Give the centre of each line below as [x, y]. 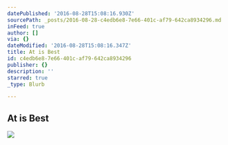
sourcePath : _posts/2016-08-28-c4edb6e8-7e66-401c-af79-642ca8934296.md [114, 20]
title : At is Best [34, 52]
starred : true [28, 78]
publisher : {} [28, 65]
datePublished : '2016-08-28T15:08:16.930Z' [71, 13]
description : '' [30, 71]
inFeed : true [26, 26]
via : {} [18, 39]
